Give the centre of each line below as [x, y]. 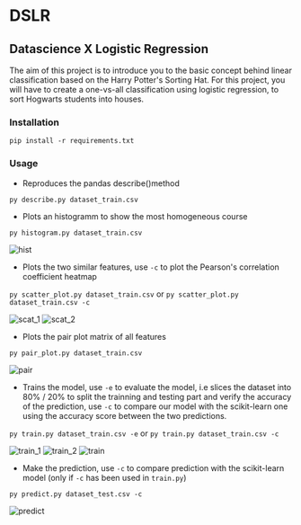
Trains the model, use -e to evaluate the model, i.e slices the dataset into [157, 387]
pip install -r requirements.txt [72, 141]
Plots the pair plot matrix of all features [94, 336]
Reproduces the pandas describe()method [101, 183]
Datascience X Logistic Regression [109, 49]
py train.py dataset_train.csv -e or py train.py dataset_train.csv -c [144, 433]
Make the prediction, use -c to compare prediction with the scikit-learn [153, 467]
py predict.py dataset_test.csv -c [76, 494]
